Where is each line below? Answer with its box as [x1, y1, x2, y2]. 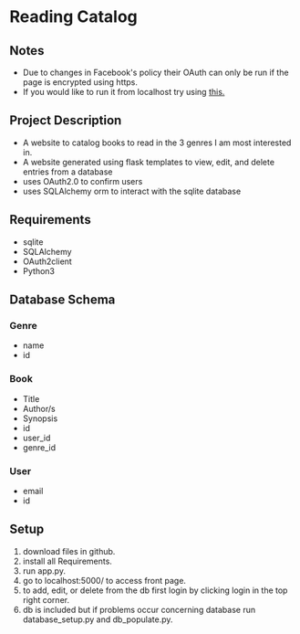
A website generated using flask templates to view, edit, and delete [22, 156, 275, 167]
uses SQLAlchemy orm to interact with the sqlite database [22, 185, 242, 196]
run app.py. [22, 565, 67, 576]
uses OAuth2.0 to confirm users [22, 175, 143, 186]
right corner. [22, 594, 70, 605]
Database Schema [9, 292, 116, 308]
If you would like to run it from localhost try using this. [22, 87, 225, 97]
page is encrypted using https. [22, 77, 139, 88]
